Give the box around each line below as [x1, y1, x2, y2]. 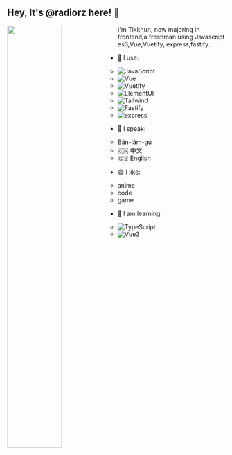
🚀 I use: [117, 53, 139, 62]
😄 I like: [117, 168, 141, 176]
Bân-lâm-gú [117, 138, 152, 146]
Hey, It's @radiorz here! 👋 [7, 7, 120, 19]
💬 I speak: [117, 124, 146, 132]
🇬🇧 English [117, 154, 151, 162]
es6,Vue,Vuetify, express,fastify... [117, 39, 214, 48]
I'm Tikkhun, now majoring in [117, 25, 200, 33]
